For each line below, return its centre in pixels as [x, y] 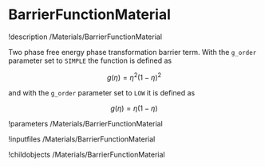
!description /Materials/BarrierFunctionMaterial [85, 37]
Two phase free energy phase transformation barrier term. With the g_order [132, 52]
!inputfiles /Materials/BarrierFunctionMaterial [82, 139]
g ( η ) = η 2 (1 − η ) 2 [134, 76]
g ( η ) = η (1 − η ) [134, 108]
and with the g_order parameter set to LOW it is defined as [102, 92]
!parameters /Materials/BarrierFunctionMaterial [86, 123]
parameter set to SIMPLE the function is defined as [90, 60]
